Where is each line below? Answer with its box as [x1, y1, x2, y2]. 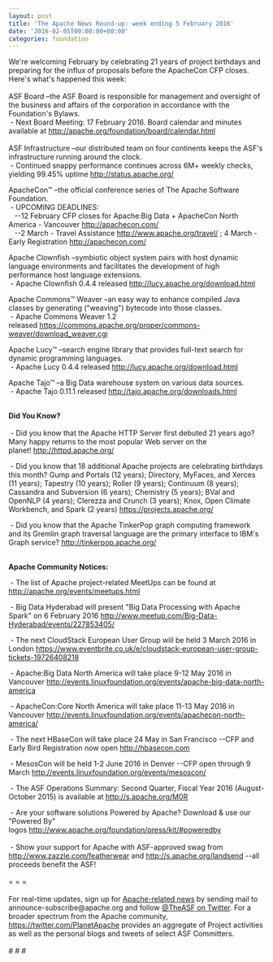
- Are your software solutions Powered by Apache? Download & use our [10, 807, 251, 818]
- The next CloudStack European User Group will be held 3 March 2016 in [10, 636, 257, 645]
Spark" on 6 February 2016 [8, 611, 99, 621]
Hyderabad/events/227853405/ [8, 619, 115, 629]
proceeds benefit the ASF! [8, 859, 97, 869]
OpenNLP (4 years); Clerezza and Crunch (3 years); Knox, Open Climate [8, 496, 250, 505]
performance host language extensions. [8, 270, 142, 280]
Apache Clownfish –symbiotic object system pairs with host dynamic [8, 253, 239, 263]
